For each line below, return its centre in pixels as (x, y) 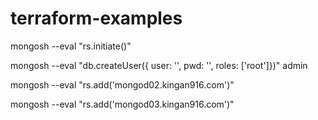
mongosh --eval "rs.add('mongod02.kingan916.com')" (122, 84)
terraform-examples (96, 18)
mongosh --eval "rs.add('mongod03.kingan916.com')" (122, 104)
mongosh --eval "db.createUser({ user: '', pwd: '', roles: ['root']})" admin (159, 65)
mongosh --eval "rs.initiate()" (71, 46)
